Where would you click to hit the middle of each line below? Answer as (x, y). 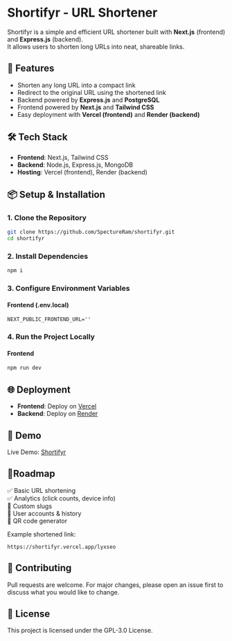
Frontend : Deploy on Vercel (57, 406)
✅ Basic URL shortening (42, 490)
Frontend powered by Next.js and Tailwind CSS (86, 107)
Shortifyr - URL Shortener (82, 13)
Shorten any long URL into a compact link (77, 85)
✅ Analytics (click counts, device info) (62, 498)
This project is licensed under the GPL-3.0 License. (80, 631)
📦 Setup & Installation (56, 194)
